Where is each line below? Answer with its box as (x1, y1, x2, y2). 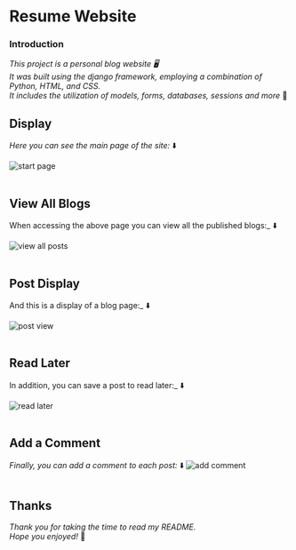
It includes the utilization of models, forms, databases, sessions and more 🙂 (9, 91, 288, 101)
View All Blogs (9, 195, 91, 211)
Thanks (9, 498, 52, 513)
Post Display (9, 275, 80, 291)
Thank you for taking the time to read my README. (9, 522, 196, 532)
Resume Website (9, 6, 137, 27)
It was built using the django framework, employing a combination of (9, 71, 262, 82)
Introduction (9, 38, 64, 51)
